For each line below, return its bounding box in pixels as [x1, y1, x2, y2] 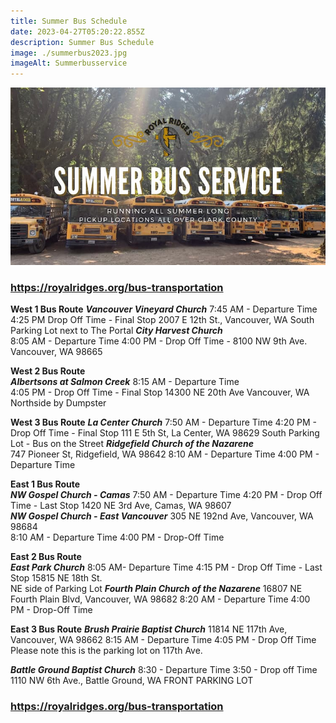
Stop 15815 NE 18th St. [10, 572, 103, 584]
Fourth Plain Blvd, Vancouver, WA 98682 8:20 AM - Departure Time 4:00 [10, 593, 311, 605]
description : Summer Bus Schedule [10, 37, 155, 47]
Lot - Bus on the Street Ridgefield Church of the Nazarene [10, 438, 254, 449]
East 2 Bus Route [10, 551, 82, 562]
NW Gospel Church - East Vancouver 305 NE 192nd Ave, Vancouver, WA [10, 510, 314, 522]
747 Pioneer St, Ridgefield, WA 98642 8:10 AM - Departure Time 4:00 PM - [10, 448, 320, 460]
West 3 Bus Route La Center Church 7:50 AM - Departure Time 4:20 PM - [10, 416, 317, 428]
